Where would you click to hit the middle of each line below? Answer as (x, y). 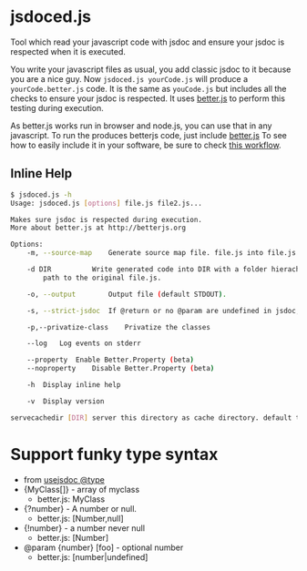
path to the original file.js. (102, 278)
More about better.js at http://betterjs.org (98, 228)
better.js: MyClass (71, 499)
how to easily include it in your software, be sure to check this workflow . (146, 145)
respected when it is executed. (68, 51)
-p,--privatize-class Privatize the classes (118, 327)
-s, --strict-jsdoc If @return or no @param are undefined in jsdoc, (164, 311)
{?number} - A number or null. (80, 508)
